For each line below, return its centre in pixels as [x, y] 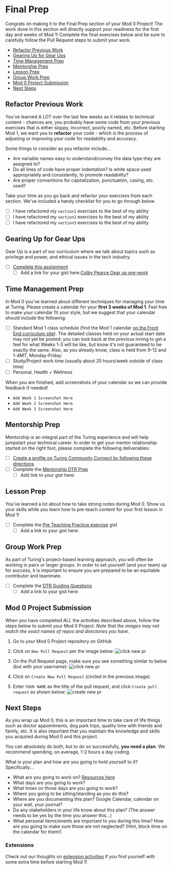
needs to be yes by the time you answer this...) [62, 816]
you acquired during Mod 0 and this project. [52, 737]
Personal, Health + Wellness [43, 372]
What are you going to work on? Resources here [64, 777]
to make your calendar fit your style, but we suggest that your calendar [80, 312]
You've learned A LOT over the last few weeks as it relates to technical [80, 117]
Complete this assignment [40, 267]
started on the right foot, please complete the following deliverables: [78, 448]
